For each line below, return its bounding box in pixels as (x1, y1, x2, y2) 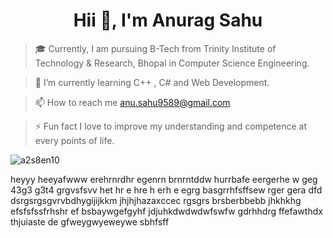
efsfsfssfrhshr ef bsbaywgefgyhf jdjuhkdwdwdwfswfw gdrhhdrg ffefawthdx (10, 205, 323, 217)
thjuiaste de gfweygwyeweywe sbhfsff (10, 215, 170, 228)
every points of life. (34, 134, 115, 146)
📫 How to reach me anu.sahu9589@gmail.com (34, 96, 231, 108)
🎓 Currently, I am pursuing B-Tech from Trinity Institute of (34, 42, 277, 54)
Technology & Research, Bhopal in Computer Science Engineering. (34, 57, 310, 69)
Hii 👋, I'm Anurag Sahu (73, 9, 263, 32)
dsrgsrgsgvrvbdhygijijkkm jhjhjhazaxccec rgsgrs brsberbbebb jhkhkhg (10, 194, 302, 206)
